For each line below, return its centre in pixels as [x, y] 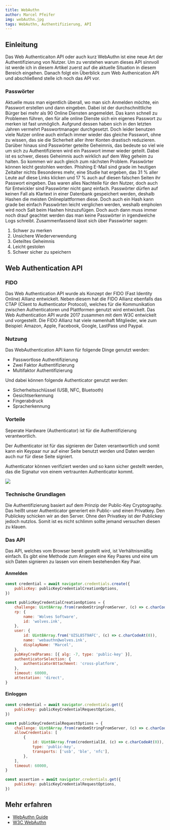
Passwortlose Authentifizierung [45, 360]
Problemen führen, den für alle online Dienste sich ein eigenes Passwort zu [83, 118]
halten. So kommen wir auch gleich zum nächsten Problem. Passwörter [79, 162]
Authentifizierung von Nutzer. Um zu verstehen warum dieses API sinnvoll [82, 62]
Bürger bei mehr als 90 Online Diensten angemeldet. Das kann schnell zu [81, 113]
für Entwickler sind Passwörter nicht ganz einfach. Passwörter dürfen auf [82, 188]
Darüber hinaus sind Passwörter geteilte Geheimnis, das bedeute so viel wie [85, 145]
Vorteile [15, 419]
